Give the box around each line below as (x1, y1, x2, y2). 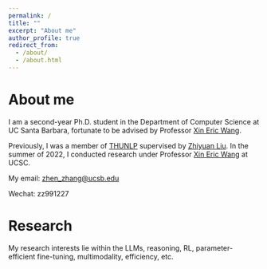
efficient (8, 251, 36, 261)
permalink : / (8, 11, 52, 20)
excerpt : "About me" (8, 26, 77, 34)
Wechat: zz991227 (8, 188, 69, 198)
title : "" (8, 19, 41, 27)
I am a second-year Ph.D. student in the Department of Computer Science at (8, 117, 260, 126)
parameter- (195, 243, 234, 252)
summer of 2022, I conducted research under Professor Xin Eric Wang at (8, 149, 249, 159)
